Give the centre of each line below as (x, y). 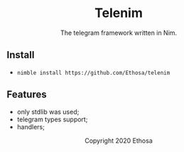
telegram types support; (52, 119)
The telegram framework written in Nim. (119, 33)
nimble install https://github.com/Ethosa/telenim (93, 72)
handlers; (31, 126)
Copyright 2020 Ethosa (119, 141)
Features (27, 95)
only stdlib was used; (48, 112)
